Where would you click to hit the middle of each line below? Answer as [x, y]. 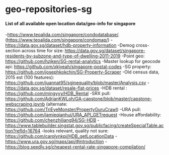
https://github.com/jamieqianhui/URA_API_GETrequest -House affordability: [83, 115]
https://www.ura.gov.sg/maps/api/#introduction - [56, 141]
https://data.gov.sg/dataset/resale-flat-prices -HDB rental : [66, 88]
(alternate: [57, 104]
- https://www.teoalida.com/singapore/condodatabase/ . [62, 35]
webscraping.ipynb [25, 104]
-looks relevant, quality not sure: [75, 131]
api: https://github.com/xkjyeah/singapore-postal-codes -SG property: [78, 67]
